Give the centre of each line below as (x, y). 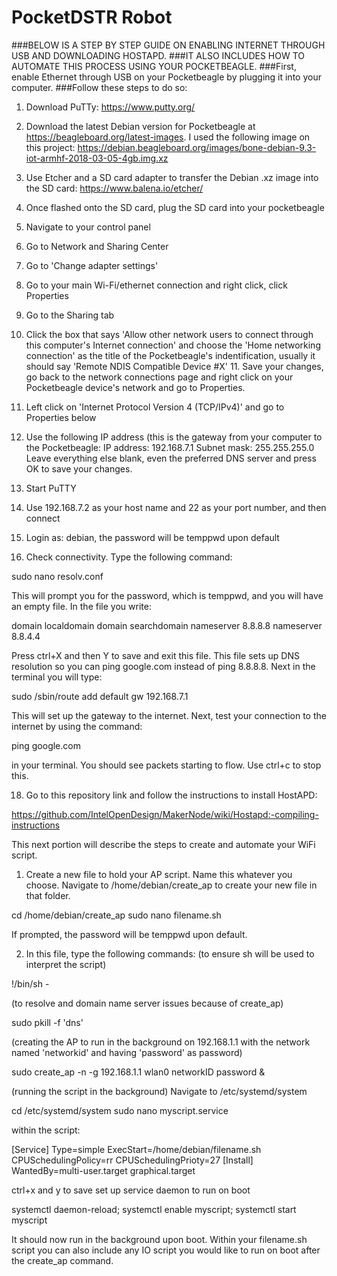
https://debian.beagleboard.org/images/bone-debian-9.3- (197, 147)
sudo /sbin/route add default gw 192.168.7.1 (100, 696)
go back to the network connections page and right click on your (159, 377)
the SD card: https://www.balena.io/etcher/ (114, 188)
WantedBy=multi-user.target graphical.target (103, 1170)
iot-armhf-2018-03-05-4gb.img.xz (97, 158)
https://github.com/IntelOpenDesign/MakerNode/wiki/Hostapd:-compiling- (165, 814)
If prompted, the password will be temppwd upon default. (129, 934)
